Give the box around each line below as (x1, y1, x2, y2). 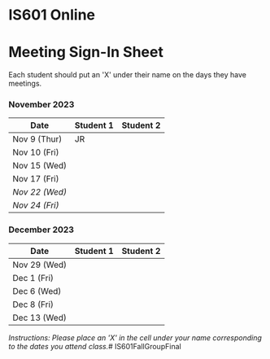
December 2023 (8, 224, 75, 235)
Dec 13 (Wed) (12, 312, 67, 323)
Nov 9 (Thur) (12, 134, 63, 145)
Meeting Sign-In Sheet (8, 43, 164, 62)
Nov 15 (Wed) (12, 160, 67, 172)
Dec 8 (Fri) (12, 299, 54, 310)
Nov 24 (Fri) (12, 199, 59, 211)
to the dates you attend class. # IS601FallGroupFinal (8, 341, 181, 351)
